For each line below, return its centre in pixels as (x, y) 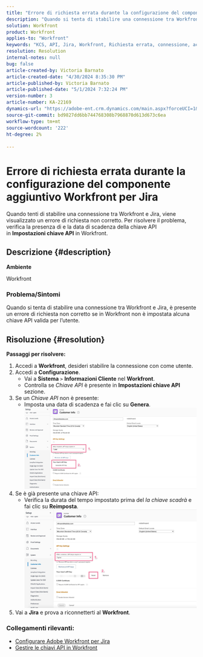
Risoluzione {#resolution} (56, 339)
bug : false (20, 64)
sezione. (34, 392)
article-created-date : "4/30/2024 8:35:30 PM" (66, 77)
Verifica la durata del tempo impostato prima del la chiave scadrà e (108, 500)
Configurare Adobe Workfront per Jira (63, 641)
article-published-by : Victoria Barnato (58, 83)
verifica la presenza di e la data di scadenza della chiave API (82, 227)
